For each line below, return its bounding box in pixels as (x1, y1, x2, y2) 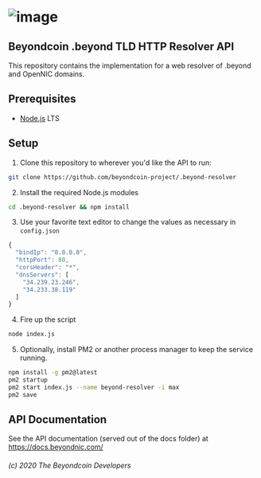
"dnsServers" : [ (15, 271, 69, 279)
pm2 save (8, 390, 37, 398)
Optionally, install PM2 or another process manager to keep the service (19, 345, 253, 355)
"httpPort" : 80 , (15, 256, 69, 264)
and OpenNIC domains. (8, 69, 85, 79)
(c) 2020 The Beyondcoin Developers (8, 460, 131, 470)
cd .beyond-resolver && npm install (8, 203, 130, 211)
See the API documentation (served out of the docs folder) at (8, 434, 208, 444)
